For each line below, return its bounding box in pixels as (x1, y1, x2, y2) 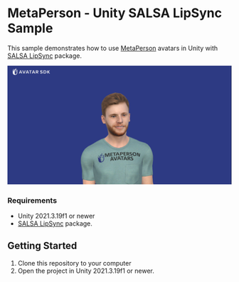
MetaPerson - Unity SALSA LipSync (7, 5, 223, 21)
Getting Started (7, 240, 78, 252)
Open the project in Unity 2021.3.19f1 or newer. (17, 266, 154, 275)
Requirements (7, 195, 58, 205)
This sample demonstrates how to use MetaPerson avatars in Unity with (7, 44, 218, 52)
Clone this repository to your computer (17, 258, 132, 267)
